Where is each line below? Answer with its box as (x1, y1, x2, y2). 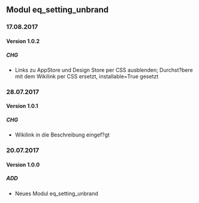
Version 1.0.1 (6, 102, 38, 110)
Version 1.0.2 (6, 37, 40, 44)
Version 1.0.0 (6, 161, 40, 168)
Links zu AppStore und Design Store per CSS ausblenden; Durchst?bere (14, 66, 193, 74)
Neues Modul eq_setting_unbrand (14, 190, 99, 197)
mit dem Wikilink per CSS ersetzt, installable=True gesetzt (14, 72, 159, 80)
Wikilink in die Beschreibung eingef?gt (14, 131, 110, 138)
